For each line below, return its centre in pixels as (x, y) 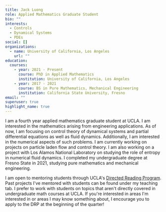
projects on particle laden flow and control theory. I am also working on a (80, 147)
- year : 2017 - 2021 (35, 83)
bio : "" (13, 19)
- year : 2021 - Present (39, 70)
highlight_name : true (28, 107)
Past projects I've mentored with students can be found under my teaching (82, 183)
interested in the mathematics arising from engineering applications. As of (81, 126)
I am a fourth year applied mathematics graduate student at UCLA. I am (78, 121)
